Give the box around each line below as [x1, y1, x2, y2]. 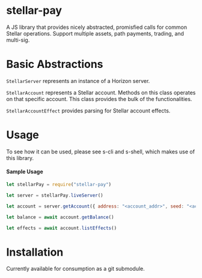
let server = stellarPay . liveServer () [6, 192, 103, 199]
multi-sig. [6, 36, 30, 43]
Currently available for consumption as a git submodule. [6, 265, 145, 273]
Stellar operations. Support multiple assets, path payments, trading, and [6, 29, 185, 37]
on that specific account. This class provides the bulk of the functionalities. [6, 95, 192, 102]
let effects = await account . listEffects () [6, 225, 117, 231]
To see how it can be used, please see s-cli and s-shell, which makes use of [6, 148, 195, 155]
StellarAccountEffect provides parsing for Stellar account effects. [6, 107, 171, 114]
